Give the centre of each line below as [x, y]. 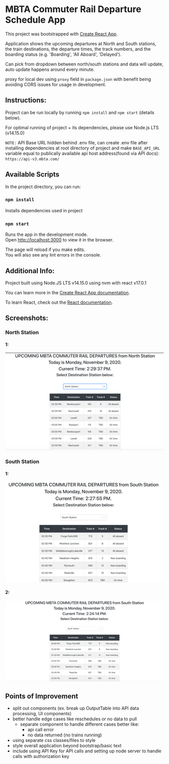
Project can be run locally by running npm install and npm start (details [80, 112]
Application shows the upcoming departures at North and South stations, [81, 43]
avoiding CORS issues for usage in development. [56, 84]
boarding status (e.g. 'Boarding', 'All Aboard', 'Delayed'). [63, 54]
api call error [41, 730]
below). [13, 118]
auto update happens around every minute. [50, 69]
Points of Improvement [42, 696]
